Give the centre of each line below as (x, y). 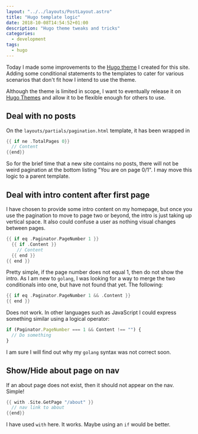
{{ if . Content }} (34, 244)
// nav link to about (38, 408)
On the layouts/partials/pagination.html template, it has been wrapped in (98, 130)
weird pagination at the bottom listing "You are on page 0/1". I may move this (99, 170)
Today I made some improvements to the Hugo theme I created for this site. (98, 67)
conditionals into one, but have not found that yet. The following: (85, 285)
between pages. (26, 228)
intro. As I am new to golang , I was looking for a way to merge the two (91, 279)
